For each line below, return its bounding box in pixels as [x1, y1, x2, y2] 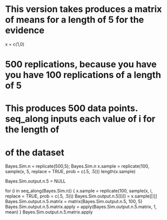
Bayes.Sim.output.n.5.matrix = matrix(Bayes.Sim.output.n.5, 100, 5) [5, 199, 143, 205]
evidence [5, 25, 45, 36]
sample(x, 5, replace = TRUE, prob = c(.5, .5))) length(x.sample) [5, 169, 136, 175]
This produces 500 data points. [5, 103, 138, 114]
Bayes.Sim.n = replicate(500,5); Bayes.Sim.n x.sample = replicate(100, [5, 163, 150, 169]
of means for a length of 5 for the [5, 14, 145, 25]
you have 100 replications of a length [5, 69, 161, 81]
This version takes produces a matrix [5, 3, 162, 15]
